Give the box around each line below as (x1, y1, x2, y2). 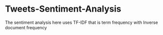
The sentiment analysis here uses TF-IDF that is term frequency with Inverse (5, 19, 158, 25)
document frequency (5, 24, 47, 30)
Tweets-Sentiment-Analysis (5, 3, 121, 15)
